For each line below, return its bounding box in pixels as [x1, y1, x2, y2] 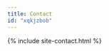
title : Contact [7, 10, 53, 18]
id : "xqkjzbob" [7, 17, 53, 24]
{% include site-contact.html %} [7, 36, 102, 45]
